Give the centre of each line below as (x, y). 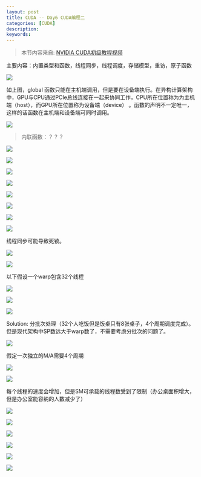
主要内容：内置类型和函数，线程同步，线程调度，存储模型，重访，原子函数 (99, 66)
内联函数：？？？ (42, 137)
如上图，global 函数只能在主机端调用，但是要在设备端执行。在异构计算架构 (100, 90)
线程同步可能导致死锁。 (35, 241)
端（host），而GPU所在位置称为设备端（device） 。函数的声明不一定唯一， (99, 105)
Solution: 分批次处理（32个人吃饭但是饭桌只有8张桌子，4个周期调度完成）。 (100, 324)
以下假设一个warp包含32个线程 (45, 276)
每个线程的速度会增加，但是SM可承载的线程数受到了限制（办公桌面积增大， (100, 391)
